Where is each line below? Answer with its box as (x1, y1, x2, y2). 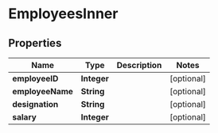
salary (12, 112, 37, 123)
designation (12, 99, 59, 109)
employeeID (12, 73, 59, 84)
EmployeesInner (8, 5, 119, 23)
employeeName (12, 86, 74, 97)
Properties (8, 36, 62, 50)
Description (116, 60, 162, 70)
